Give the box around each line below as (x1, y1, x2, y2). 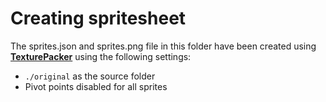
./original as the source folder (24, 70, 156, 82)
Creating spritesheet (10, 7, 187, 30)
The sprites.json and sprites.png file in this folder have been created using (10, 40, 317, 52)
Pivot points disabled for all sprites (24, 80, 168, 92)
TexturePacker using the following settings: (10, 50, 192, 62)
